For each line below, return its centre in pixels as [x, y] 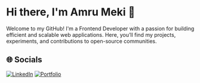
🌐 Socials [24, 60]
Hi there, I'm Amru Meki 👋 [71, 12]
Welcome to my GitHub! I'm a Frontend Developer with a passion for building [100, 28]
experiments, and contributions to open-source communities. [81, 41]
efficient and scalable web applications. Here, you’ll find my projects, [91, 34]
